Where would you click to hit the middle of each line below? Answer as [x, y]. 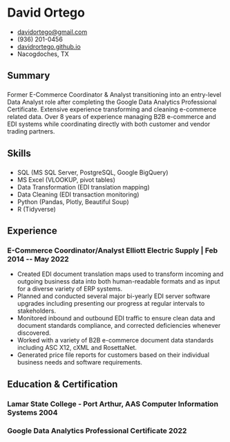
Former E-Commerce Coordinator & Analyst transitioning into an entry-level [114, 95]
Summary [29, 76]
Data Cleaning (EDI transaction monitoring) [78, 194]
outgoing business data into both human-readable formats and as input [118, 282]
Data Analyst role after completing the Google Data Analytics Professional [112, 102]
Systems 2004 [32, 412]
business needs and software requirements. [80, 362]
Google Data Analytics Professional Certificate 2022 [97, 431]
